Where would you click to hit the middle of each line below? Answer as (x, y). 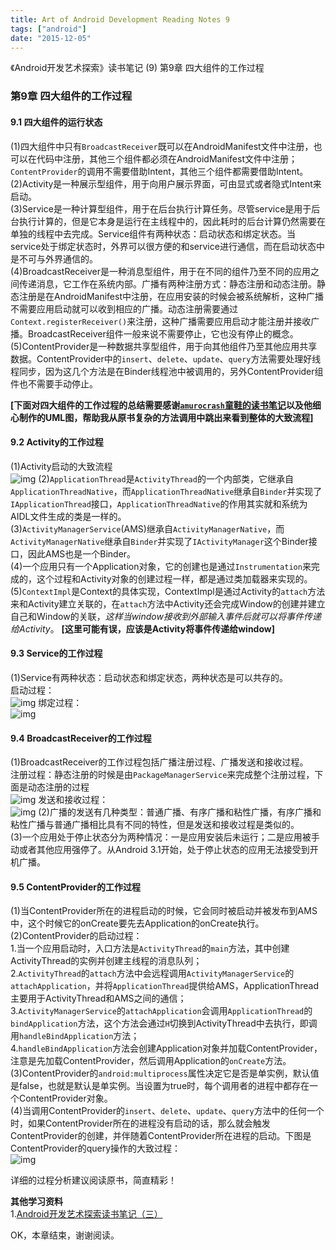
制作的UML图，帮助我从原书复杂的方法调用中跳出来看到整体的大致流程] (166, 417)
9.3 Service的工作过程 (56, 653)
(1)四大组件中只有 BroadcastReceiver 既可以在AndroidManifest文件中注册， (162, 146)
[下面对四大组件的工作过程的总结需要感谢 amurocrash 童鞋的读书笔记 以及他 (161, 405)
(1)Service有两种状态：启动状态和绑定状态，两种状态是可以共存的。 (149, 677)
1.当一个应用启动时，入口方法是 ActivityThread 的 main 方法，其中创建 (150, 948)
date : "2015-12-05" (51, 38)
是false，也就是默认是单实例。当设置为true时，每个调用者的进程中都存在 (160, 1086)
